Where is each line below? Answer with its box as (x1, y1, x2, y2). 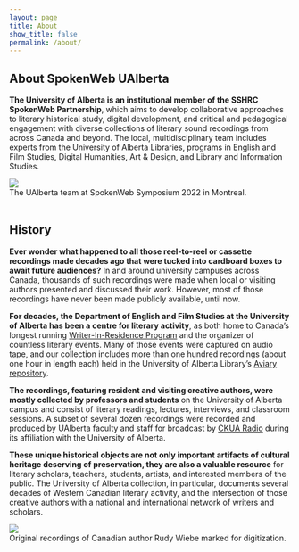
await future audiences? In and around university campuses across (9, 265, 260, 276)
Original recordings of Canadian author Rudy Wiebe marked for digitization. (9, 532, 287, 543)
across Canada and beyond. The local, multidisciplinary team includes (9, 133, 267, 144)
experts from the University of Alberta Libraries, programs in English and (9, 142, 277, 152)
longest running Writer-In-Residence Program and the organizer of (9, 329, 254, 340)
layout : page (9, 12, 58, 22)
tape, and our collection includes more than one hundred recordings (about (9, 349, 287, 359)
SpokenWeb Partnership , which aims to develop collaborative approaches (9, 104, 284, 115)
